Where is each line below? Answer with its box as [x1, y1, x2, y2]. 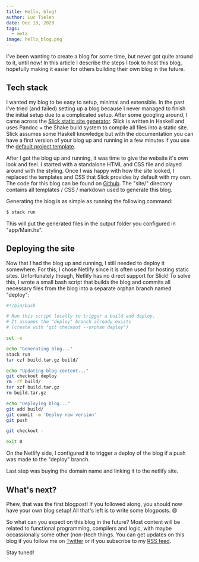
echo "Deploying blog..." [6, 400, 70, 406]
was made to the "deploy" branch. [6, 456, 90, 463]
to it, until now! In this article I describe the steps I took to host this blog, [6, 59, 182, 66]
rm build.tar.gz [6, 390, 46, 396]
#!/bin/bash [6, 302, 36, 309]
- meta [11, 31, 28, 37]
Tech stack [6, 83, 48, 93]
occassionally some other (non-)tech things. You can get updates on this [6, 531, 185, 538]
